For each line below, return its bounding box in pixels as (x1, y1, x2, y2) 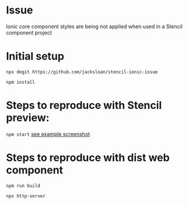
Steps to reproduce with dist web (6, 151, 170, 164)
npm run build (6, 183, 41, 189)
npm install (6, 79, 35, 85)
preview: (6, 111, 50, 125)
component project (6, 29, 52, 36)
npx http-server (6, 193, 46, 199)
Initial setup (6, 50, 64, 63)
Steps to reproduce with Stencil (6, 99, 162, 112)
